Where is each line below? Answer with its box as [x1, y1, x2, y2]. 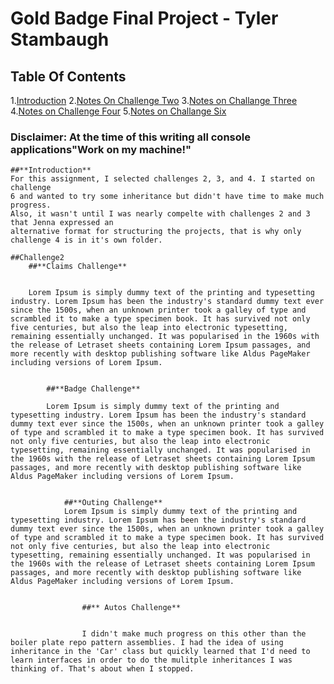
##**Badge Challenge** [46, 384, 141, 394]
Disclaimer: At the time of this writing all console [10, 130, 251, 144]
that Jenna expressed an [10, 218, 114, 228]
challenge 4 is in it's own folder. [10, 235, 163, 246]
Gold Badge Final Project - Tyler [10, 7, 279, 30]
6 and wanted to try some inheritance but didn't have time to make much [10, 192, 325, 202]
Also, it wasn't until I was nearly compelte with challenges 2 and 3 [10, 209, 311, 219]
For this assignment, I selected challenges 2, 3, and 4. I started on [10, 174, 315, 184]
